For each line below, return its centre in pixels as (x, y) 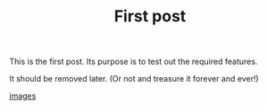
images (23, 96)
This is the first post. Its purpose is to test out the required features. (133, 62)
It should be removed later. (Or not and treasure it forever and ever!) (134, 79)
